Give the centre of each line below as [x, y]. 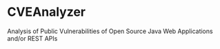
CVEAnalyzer [47, 12]
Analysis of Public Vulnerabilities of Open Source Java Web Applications [110, 31]
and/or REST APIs [32, 38]
